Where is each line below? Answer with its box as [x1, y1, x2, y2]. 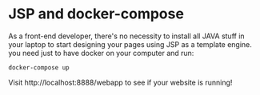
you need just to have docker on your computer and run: [8, 48, 194, 57]
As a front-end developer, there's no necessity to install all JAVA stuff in [8, 31, 246, 41]
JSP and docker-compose [8, 5, 184, 23]
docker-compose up [8, 63, 70, 72]
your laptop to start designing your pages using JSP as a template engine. [8, 39, 252, 49]
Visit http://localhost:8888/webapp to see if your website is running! [8, 77, 233, 87]
